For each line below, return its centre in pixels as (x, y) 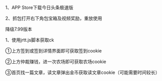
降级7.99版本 (19, 29)
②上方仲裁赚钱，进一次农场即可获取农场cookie (56, 62)
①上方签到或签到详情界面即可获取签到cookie (54, 51)
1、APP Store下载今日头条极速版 (39, 7)
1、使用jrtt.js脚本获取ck (30, 40)
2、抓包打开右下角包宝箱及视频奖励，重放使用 (54, 18)
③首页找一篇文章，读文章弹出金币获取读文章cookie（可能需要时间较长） (83, 72)
